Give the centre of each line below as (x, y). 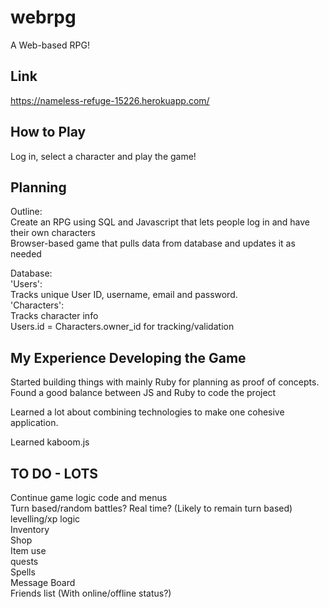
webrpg (43, 17)
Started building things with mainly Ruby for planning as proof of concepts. (165, 382)
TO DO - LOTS (54, 473)
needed (26, 254)
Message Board (43, 582)
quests (24, 561)
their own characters (53, 233)
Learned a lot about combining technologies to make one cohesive (147, 412)
